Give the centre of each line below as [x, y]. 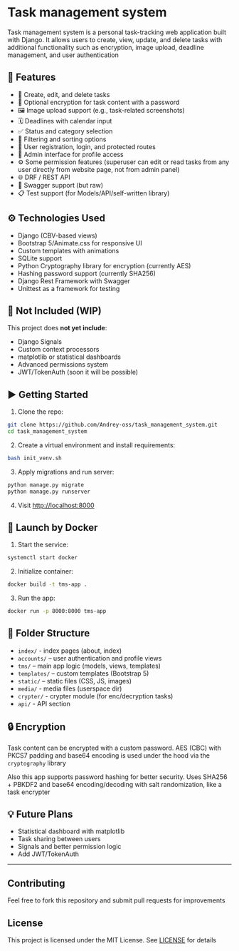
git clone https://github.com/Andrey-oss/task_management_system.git [113, 425]
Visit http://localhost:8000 [56, 505]
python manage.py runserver [49, 492]
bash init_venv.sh [34, 458]
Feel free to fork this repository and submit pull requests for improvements [116, 900]
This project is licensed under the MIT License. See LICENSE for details [112, 940]
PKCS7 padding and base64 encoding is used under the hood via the [109, 755]
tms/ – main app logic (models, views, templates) [89, 666]
